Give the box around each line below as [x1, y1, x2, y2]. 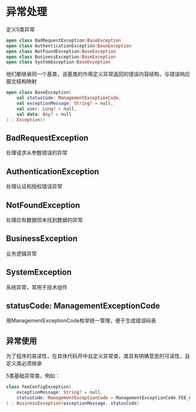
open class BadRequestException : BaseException [6, 37, 121, 43]
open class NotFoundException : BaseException [6, 48, 116, 54]
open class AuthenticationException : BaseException [6, 43, 132, 49]
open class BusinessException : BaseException [6, 54, 116, 60]
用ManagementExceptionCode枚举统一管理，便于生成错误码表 [6, 317, 156, 324]
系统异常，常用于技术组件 [6, 283, 68, 290]
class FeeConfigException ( [6, 384, 72, 390]
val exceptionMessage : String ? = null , [16, 101, 114, 107]
